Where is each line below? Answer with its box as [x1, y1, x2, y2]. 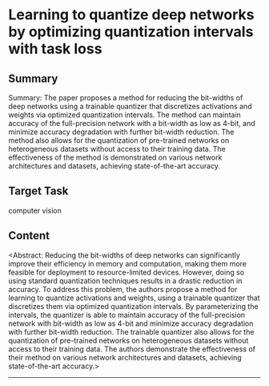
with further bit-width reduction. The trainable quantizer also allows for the [8, 327, 255, 336]
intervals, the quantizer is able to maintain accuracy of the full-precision [8, 310, 246, 319]
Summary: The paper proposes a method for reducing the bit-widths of [8, 93, 243, 102]
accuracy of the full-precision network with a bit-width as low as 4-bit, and [8, 119, 256, 128]
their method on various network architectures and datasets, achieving [8, 352, 242, 362]
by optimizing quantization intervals [8, 22, 254, 41]
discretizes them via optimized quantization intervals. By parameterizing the [8, 301, 259, 311]
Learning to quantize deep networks [8, 6, 255, 24]
